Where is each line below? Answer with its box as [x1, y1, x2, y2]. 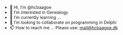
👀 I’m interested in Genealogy [9, 9, 68, 15]
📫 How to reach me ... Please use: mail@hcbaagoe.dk [9, 25, 118, 30]
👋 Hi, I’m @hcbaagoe [9, 5, 52, 10]
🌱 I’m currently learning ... [9, 15, 61, 20]
